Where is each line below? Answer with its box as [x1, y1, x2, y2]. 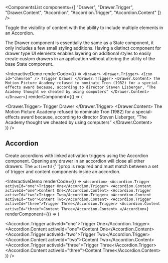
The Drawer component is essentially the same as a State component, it [5, 40, 154, 46]
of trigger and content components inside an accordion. [5, 168, 121, 175]
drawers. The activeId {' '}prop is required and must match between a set [5, 163, 159, 169]
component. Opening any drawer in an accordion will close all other [5, 158, 145, 164]
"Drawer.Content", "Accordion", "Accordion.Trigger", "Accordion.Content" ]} [5, 10, 161, 16]
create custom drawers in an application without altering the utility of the [5, 56, 155, 62]
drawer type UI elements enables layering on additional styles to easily [5, 50, 151, 56]
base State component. [5, 61, 54, 67]
